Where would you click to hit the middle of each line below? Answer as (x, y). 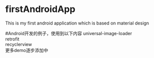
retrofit (12, 39)
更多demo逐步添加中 (27, 50)
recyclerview (19, 44)
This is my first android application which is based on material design (77, 23)
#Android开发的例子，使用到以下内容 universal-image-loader (69, 33)
